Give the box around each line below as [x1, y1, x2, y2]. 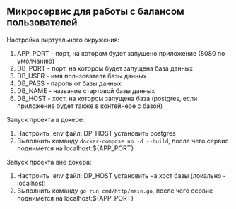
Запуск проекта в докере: [6, 115, 85, 124]
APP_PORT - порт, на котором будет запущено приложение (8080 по [16, 49, 225, 57]
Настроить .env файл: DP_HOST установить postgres [16, 129, 176, 137]
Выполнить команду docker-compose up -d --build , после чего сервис [16, 136, 229, 145]
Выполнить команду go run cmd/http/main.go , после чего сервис [16, 186, 213, 195]
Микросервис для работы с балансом [6, 6, 184, 18]
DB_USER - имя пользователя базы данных [16, 71, 147, 80]
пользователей [6, 17, 78, 29]
